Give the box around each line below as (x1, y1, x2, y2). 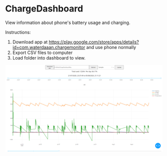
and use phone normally (86, 44, 136, 50)
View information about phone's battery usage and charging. (5, 19, 130, 25)
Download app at (12, 38, 48, 45)
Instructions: (5, 29, 31, 35)
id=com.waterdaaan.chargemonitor (12, 44, 85, 50)
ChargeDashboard (5, 3, 83, 14)
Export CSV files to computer (12, 49, 73, 55)
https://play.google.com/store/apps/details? (48, 38, 139, 45)
